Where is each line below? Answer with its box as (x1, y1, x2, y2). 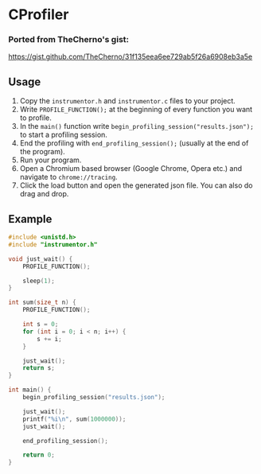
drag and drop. (19, 189, 69, 199)
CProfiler (8, 6, 69, 24)
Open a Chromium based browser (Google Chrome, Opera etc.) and (19, 164, 243, 173)
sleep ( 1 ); (22, 277, 56, 285)
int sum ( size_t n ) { (8, 298, 77, 307)
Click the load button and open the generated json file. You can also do (19, 181, 253, 190)
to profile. (19, 113, 52, 122)
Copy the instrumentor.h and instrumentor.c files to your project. (19, 96, 236, 106)
